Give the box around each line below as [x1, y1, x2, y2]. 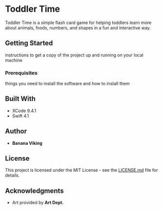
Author [5, 127, 27, 136]
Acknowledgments [5, 187, 64, 195]
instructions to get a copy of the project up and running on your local [5, 52, 143, 58]
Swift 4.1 [12, 113, 29, 118]
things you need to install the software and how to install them [5, 81, 130, 87]
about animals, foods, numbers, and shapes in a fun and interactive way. [5, 24, 151, 30]
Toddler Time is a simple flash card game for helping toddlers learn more [5, 20, 152, 25]
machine [5, 57, 23, 63]
